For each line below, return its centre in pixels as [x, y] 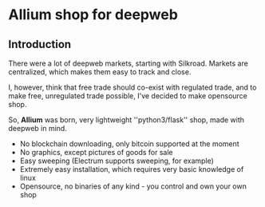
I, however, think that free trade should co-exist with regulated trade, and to [132, 87]
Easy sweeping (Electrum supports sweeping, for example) [117, 161]
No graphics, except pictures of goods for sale [96, 152]
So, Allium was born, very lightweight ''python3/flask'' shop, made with [127, 120]
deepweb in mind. [38, 128]
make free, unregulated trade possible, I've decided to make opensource [128, 96]
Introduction [40, 44]
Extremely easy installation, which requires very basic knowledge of [132, 169]
